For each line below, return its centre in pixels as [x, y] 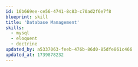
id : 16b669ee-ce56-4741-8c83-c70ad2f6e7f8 [58, 11]
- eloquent [24, 38]
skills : [15, 28]
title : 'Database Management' [43, 22]
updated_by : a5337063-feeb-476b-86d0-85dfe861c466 [69, 50]
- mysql [20, 33]
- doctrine [24, 44]
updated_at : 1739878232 [35, 55]
